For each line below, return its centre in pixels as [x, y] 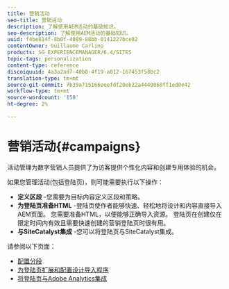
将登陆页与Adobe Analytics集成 [62, 278]
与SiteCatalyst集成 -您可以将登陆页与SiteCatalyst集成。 [97, 231]
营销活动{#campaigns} [74, 147]
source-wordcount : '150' [43, 98]
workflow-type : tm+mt [39, 91]
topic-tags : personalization [49, 59]
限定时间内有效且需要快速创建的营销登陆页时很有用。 [93, 222]
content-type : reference [43, 65]
